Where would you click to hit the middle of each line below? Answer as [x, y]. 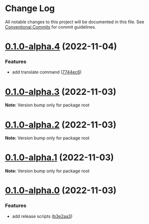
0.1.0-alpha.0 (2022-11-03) [61, 190]
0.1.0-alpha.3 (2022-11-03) [61, 92]
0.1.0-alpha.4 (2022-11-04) [61, 47]
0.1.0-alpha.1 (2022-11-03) [59, 157]
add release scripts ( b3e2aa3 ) [42, 216]
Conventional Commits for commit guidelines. [50, 27]
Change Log [30, 8]
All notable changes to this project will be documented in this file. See [75, 22]
